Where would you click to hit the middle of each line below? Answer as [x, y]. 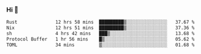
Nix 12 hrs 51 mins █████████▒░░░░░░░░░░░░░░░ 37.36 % [100, 28]
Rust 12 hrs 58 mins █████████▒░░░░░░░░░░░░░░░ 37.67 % [100, 22]
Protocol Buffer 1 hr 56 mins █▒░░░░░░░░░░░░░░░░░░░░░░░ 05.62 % [100, 39]
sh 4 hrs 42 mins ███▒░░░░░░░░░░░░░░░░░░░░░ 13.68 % [100, 34]
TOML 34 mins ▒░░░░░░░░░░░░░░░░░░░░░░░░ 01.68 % [100, 45]
